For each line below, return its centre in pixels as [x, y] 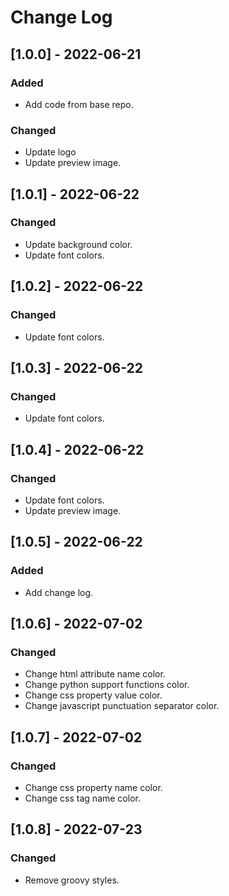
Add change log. [59, 592]
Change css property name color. [93, 787]
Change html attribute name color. [95, 674]
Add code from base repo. [79, 104]
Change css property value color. [93, 695]
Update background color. [78, 244]
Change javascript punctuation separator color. [122, 706]
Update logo [50, 152]
